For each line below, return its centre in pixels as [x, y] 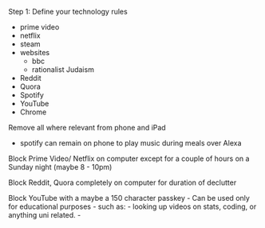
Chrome [33, 112]
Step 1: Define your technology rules [68, 12]
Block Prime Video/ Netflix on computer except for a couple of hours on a [129, 158]
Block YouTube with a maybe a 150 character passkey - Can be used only [129, 198]
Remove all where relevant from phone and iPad [87, 128]
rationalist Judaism [63, 70]
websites [35, 52]
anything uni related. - [45, 215]
